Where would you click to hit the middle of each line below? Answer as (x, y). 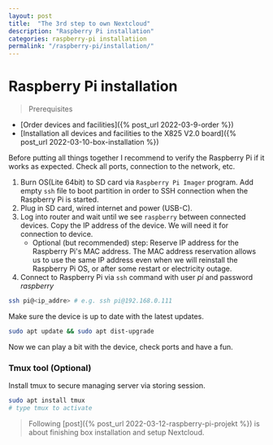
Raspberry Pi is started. (59, 199)
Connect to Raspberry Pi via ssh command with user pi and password (136, 277)
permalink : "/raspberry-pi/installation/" (81, 46)
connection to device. (56, 234)
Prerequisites (50, 109)
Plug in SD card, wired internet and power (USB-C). (106, 208)
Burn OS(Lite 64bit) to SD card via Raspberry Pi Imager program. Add (137, 182)
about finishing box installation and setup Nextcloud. (116, 432)
